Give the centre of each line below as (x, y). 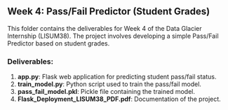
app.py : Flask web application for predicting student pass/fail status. (117, 77)
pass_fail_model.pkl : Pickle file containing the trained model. (106, 92)
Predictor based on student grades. (59, 43)
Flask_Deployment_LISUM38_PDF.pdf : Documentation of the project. (119, 99)
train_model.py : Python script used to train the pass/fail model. (109, 84)
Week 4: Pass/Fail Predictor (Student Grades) (109, 12)
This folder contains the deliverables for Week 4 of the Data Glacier (105, 28)
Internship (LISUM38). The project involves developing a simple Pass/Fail (113, 36)
